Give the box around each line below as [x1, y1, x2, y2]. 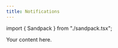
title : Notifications [6, 8, 60, 15]
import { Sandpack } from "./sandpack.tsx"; [6, 25, 113, 32]
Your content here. [6, 36, 52, 43]
